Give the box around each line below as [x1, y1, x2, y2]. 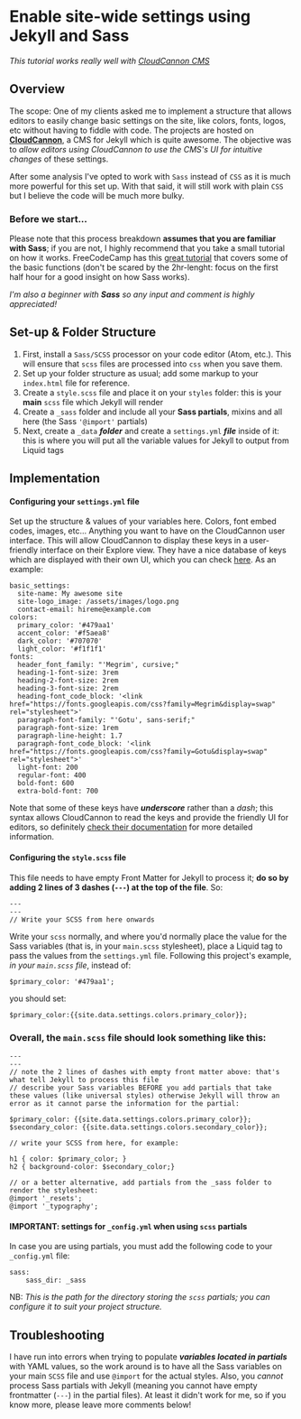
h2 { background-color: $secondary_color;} [9, 1162, 176, 1171]
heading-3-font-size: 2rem [17, 684, 119, 693]
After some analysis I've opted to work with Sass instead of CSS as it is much [9, 171, 291, 181]
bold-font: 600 [17, 779, 75, 788]
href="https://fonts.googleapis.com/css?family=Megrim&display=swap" [9, 700, 277, 709]
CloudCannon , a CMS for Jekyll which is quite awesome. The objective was [9, 134, 292, 145]
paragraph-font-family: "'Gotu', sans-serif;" [17, 716, 196, 725]
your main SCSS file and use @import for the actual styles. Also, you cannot [9, 1370, 284, 1381]
